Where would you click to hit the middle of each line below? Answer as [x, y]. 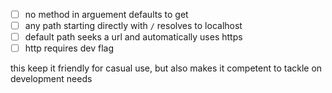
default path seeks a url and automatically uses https [133, 37]
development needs [51, 79]
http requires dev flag [69, 48]
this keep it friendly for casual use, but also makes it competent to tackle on [166, 68]
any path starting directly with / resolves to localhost [133, 26]
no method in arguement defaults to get [106, 14]
